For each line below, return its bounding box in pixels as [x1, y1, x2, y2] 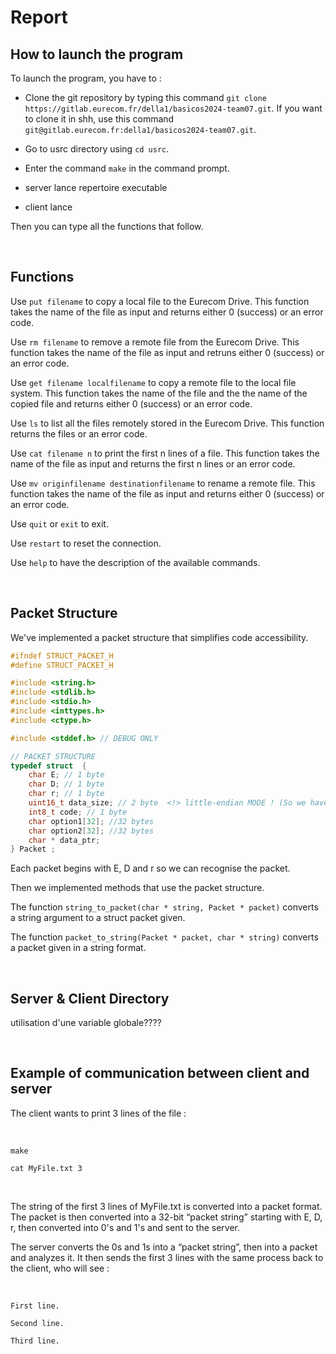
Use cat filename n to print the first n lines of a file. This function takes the [10, 447, 320, 459]
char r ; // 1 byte [28, 789, 105, 799]
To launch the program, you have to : [10, 72, 162, 84]
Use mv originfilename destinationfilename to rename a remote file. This [10, 477, 316, 489]
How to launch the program [10, 46, 184, 63]
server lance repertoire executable [24, 182, 168, 193]
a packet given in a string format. [10, 942, 147, 954]
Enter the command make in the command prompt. [24, 162, 230, 174]
